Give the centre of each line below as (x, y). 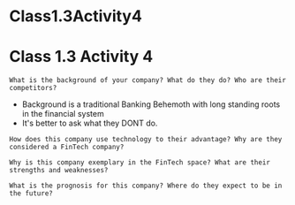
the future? (31, 194)
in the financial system (63, 114)
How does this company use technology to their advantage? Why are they (146, 140)
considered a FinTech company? (67, 148)
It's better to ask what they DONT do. (90, 123)
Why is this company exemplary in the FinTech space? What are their (140, 163)
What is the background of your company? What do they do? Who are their (148, 80)
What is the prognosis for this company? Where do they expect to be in (146, 186)
